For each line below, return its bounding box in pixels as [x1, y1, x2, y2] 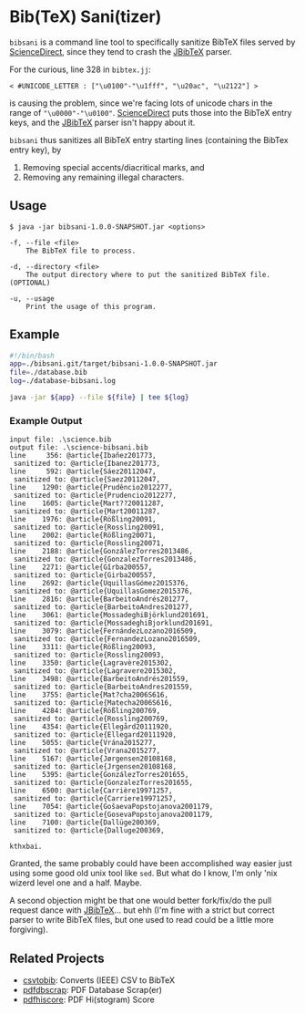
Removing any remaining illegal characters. [22, 171, 185, 182]
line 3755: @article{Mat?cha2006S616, [9, 690, 169, 699]
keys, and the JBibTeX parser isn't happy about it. [9, 117, 196, 128]
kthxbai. [9, 842, 43, 852]
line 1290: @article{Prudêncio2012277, [9, 483, 173, 492]
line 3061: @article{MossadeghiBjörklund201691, [9, 611, 209, 620]
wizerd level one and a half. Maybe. [9, 877, 143, 888]
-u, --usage [9, 294, 55, 303]
